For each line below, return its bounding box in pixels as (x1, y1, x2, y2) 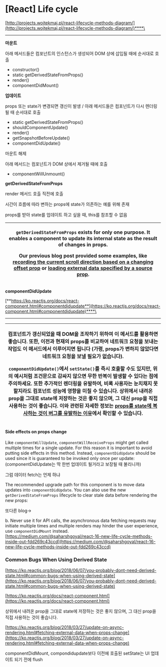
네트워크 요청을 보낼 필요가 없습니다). (42, 353, 124, 359)
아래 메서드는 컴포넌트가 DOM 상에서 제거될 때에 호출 (5, 161, 108, 167)
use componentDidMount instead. (5, 528, 69, 534)
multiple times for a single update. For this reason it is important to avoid (5, 445, 152, 451)
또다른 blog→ (5, 508, 32, 513)
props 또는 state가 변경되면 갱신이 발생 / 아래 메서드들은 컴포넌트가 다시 (5, 103, 144, 109)
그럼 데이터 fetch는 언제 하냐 (5, 472, 61, 478)
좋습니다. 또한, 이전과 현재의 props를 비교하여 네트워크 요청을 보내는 (8, 338, 158, 345)
